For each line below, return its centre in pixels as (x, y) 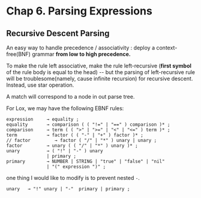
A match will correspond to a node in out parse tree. (70, 97)
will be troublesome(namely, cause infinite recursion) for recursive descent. (100, 79)
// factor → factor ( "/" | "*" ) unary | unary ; (82, 140)
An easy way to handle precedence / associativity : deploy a (81, 48)
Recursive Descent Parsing (58, 33)
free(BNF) (19, 54)
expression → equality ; (43, 119)
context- (166, 48)
